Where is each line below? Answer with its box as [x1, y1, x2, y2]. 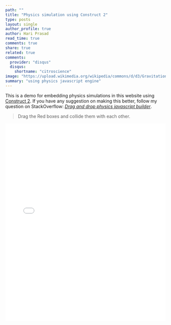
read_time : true [5, 36, 40, 41]
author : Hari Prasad [5, 31, 49, 36]
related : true [5, 50, 36, 55]
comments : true [5, 41, 38, 46]
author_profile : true [5, 26, 51, 32]
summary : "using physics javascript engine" [5, 78, 101, 84]
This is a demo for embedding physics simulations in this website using [5, 92, 155, 98]
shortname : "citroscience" [14, 69, 72, 74]
